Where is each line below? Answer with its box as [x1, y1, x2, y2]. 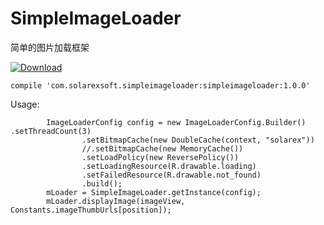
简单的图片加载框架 [10, 41, 90, 53]
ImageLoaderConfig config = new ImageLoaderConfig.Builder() [46, 117, 307, 127]
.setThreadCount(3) [10, 126, 92, 136]
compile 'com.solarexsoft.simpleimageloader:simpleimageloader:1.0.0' [10, 80, 311, 91]
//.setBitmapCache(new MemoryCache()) [81, 143, 244, 154]
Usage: [10, 98, 40, 110]
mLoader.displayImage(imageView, [46, 196, 186, 206]
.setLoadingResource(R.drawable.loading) [81, 161, 257, 171]
